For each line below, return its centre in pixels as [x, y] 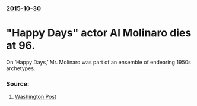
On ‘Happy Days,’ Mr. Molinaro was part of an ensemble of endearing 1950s [99, 62]
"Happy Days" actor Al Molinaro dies [99, 33]
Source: [18, 83]
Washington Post [35, 97]
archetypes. [21, 68]
